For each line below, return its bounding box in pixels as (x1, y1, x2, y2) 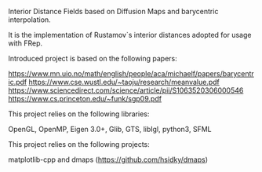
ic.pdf (8, 78, 27, 86)
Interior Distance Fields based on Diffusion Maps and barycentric (8, 7, 219, 16)
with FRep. (8, 38, 43, 48)
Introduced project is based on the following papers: (8, 54, 178, 63)
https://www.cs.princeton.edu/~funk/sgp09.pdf (8, 94, 162, 103)
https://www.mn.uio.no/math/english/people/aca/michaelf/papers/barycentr (8, 69, 255, 78)
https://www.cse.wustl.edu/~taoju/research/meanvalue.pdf (28, 78, 220, 86)
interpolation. (8, 15, 51, 24)
